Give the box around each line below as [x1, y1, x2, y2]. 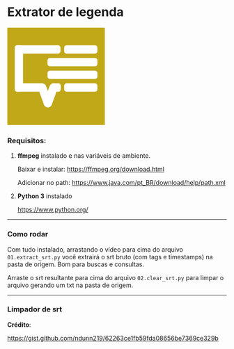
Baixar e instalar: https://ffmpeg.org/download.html [17, 165, 165, 174]
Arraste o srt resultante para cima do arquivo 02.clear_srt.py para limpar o [7, 273, 224, 282]
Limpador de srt [7, 305, 63, 314]
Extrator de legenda [7, 4, 124, 20]
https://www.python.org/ [17, 206, 88, 214]
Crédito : [7, 320, 31, 329]
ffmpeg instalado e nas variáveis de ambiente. [17, 152, 151, 160]
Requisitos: [7, 136, 47, 145]
